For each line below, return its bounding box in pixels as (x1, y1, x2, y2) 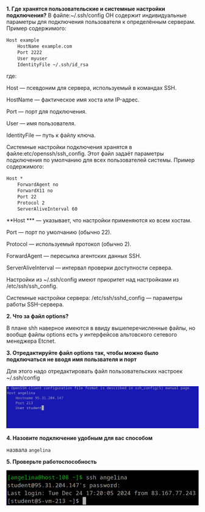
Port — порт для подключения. (6, 108, 87, 115)
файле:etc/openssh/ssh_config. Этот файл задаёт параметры (6, 150, 164, 157)
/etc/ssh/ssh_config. (6, 282, 58, 290)
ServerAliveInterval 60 (17, 206, 78, 212)
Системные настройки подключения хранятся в (6, 144, 132, 150)
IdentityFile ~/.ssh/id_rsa (17, 62, 88, 68)
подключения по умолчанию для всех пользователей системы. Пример (6, 156, 195, 164)
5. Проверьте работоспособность (6, 458, 97, 465)
